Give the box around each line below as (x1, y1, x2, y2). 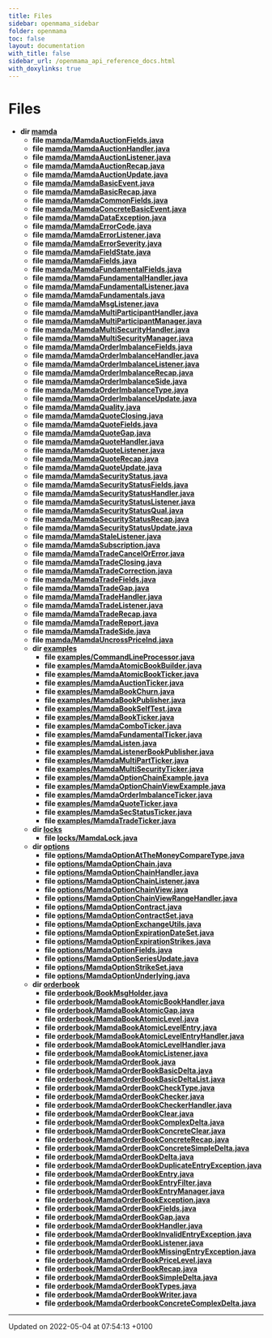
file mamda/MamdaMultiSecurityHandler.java (32, 324, 190, 334)
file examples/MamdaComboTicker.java (44, 721, 182, 731)
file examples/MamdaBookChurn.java (44, 686, 176, 696)
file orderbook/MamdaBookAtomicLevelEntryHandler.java (44, 1031, 244, 1040)
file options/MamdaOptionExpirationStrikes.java (44, 936, 211, 946)
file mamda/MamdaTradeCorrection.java (32, 565, 172, 576)
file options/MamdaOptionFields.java (44, 945, 172, 954)
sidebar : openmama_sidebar (8, 19, 100, 28)
